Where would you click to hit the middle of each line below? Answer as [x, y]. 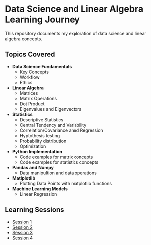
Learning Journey [43, 20]
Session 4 [23, 238]
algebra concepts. [24, 39]
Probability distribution [43, 141]
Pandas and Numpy [33, 167]
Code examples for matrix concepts [56, 157]
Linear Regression [38, 194]
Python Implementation [37, 151]
